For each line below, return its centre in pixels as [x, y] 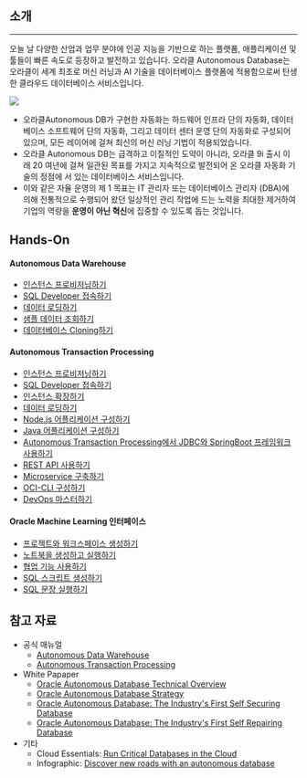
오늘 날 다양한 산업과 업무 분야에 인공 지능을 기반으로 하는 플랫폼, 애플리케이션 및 [153, 48]
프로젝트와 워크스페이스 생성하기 [80, 543]
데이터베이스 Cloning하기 [68, 331]
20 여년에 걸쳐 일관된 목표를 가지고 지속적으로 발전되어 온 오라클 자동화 [159, 165]
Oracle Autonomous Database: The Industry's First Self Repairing [159, 722]
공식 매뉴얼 [42, 644]
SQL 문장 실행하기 [55, 589]
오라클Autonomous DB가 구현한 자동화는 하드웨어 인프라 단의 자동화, [146, 119]
